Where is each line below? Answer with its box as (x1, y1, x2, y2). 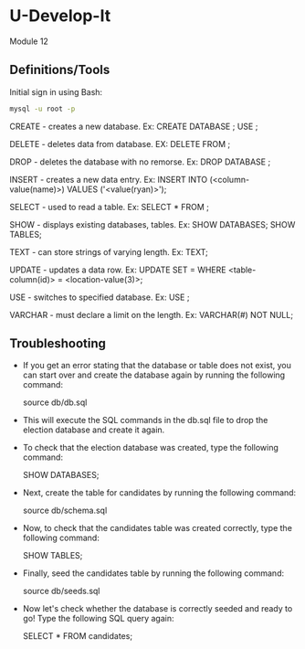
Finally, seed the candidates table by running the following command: (22, 568, 285, 579)
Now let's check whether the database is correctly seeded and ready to (22, 603, 293, 614)
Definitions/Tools (9, 62, 110, 78)
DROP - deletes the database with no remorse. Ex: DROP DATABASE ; (9, 156, 271, 167)
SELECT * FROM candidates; (22, 631, 133, 642)
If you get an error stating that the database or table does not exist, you (22, 360, 292, 371)
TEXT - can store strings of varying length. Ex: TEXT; (9, 246, 208, 257)
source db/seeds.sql (22, 586, 100, 597)
